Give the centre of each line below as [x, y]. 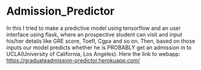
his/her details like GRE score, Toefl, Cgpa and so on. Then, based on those [101, 41]
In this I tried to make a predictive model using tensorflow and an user [94, 28]
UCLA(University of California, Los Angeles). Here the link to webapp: [93, 54]
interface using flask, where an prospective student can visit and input [94, 34]
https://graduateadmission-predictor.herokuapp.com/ [73, 60]
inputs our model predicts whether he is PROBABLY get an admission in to [99, 47]
